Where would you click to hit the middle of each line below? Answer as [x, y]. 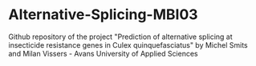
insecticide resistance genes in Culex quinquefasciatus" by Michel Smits [128, 45]
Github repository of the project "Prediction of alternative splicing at [120, 37]
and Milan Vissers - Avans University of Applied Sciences [103, 53]
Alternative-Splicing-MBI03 [103, 15]
